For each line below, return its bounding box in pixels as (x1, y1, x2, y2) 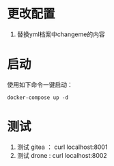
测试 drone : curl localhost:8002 (16, 151, 107, 159)
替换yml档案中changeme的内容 (16, 30, 105, 38)
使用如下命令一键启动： (7, 80, 73, 89)
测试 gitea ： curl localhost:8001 (16, 143, 108, 151)
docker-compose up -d (7, 94, 69, 101)
